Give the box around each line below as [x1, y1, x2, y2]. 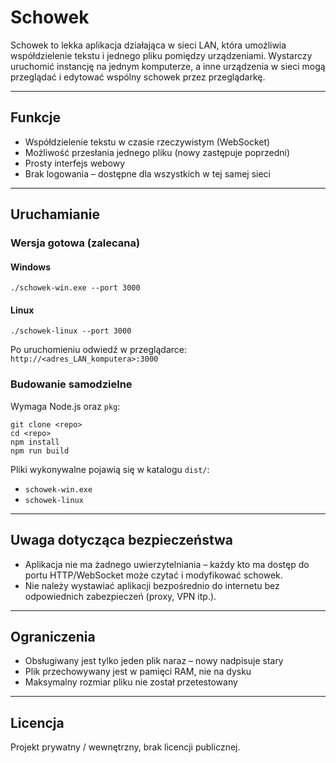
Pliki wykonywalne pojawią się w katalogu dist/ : [10, 463, 210, 475]
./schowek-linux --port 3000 [10, 326, 132, 336]
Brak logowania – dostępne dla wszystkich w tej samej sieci [24, 167, 271, 180]
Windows [10, 261, 51, 273]
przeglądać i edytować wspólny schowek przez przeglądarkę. [10, 71, 266, 83]
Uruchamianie [10, 206, 100, 223]
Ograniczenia [10, 628, 96, 645]
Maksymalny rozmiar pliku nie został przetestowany [24, 676, 238, 688]
